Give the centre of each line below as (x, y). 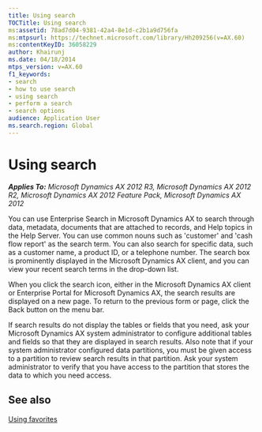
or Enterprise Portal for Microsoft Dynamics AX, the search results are (122, 292)
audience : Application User (54, 118)
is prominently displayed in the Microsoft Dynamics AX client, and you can (129, 261)
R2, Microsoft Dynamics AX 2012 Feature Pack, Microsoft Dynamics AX (125, 195)
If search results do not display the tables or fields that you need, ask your (129, 325)
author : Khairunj (37, 52)
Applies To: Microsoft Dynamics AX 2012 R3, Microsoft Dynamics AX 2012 (130, 186)
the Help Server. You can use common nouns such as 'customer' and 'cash (130, 235)
